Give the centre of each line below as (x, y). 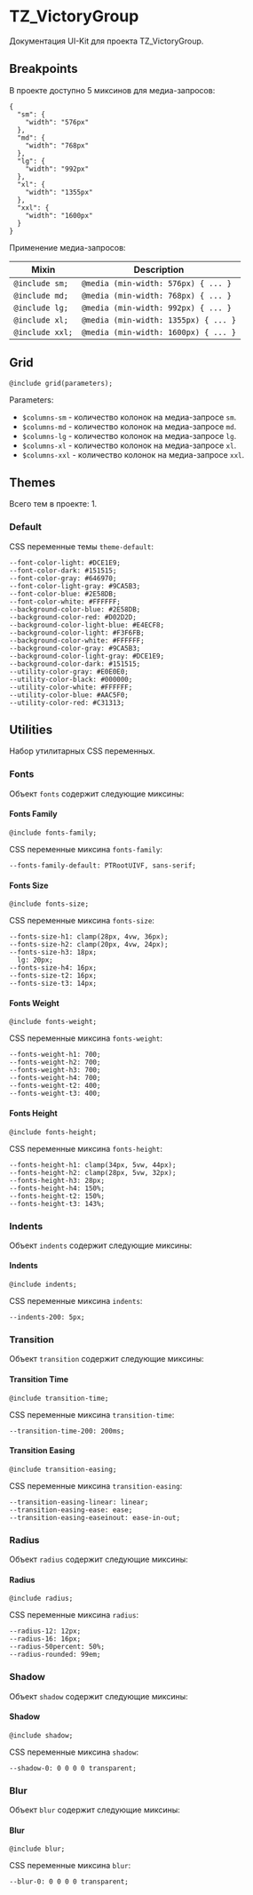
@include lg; (41, 308)
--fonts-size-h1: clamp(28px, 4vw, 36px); (89, 937)
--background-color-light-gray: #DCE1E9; (87, 656)
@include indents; (43, 1285)
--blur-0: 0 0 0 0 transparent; (69, 1882)
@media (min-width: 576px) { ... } (157, 283)
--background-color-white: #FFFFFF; (77, 640)
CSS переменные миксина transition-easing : (96, 1485)
